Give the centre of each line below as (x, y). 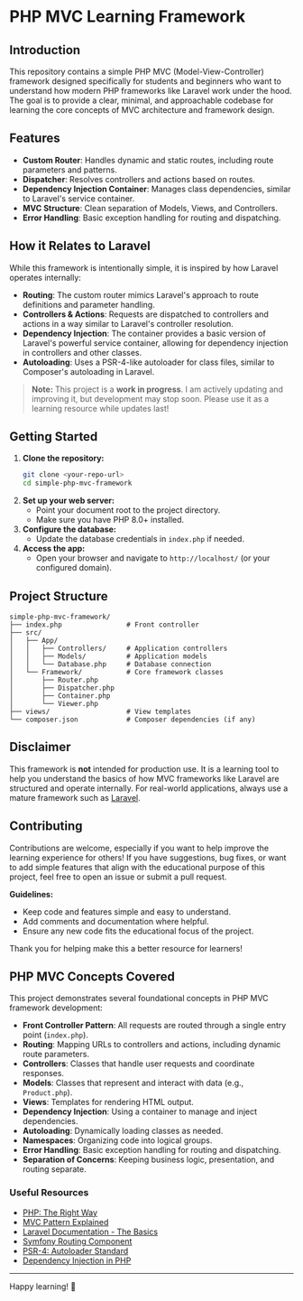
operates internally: (45, 277)
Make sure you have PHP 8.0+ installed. (110, 520)
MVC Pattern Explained (65, 1222)
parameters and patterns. (69, 170)
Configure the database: (69, 529)
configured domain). (74, 568)
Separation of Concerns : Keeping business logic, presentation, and (148, 1160)
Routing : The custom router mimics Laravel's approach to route (140, 294)
